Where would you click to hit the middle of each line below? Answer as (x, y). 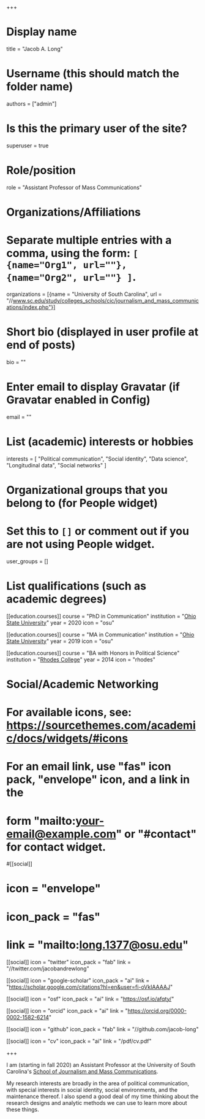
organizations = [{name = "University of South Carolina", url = (84, 294)
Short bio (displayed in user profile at (102, 332)
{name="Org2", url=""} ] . (71, 277)
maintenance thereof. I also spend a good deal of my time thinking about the (102, 1096)
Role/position (41, 170)
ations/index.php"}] (31, 307)
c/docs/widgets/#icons (67, 739)
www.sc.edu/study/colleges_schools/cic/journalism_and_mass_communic (106, 300)
